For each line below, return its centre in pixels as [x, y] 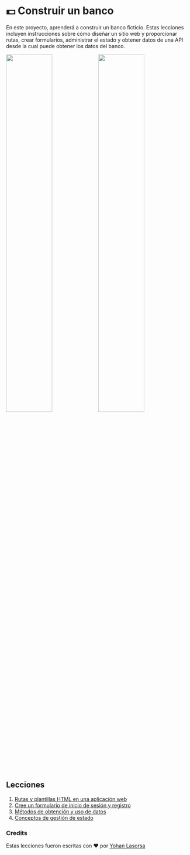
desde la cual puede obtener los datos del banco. [66, 46]
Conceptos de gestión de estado [54, 817]
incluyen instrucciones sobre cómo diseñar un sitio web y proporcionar [91, 33]
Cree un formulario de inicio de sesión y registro [72, 805]
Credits [17, 833]
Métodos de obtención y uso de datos [60, 812]
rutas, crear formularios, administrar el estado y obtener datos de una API [95, 40]
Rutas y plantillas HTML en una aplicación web [71, 799]
